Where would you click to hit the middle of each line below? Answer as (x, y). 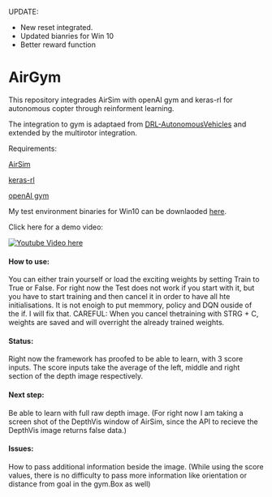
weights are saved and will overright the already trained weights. (117, 323)
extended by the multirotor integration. (73, 132)
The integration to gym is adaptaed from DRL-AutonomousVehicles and (127, 124)
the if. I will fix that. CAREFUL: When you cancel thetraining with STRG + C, (134, 314)
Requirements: (32, 148)
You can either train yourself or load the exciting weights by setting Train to (134, 280)
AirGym (35, 77)
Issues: (21, 448)
